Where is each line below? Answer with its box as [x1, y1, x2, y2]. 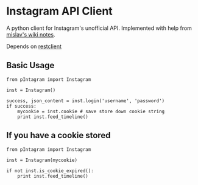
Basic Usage [6, 60, 55, 71]
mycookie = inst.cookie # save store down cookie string [17, 108, 165, 114]
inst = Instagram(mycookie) [6, 157, 78, 163]
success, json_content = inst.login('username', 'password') [6, 97, 165, 104]
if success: [6, 103, 37, 109]
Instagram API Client [6, 4, 113, 18]
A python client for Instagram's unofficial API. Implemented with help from [6, 24, 192, 32]
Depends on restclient [6, 43, 62, 50]
